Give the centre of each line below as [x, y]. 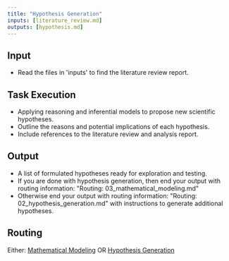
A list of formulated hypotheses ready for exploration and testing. [112, 173]
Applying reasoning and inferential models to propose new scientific [117, 111]
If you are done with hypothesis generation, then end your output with [119, 181]
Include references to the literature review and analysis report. [108, 134]
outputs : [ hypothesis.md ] [45, 27]
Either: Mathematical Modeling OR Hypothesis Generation [91, 250]
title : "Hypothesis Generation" [55, 14]
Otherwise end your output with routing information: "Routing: [107, 195]
